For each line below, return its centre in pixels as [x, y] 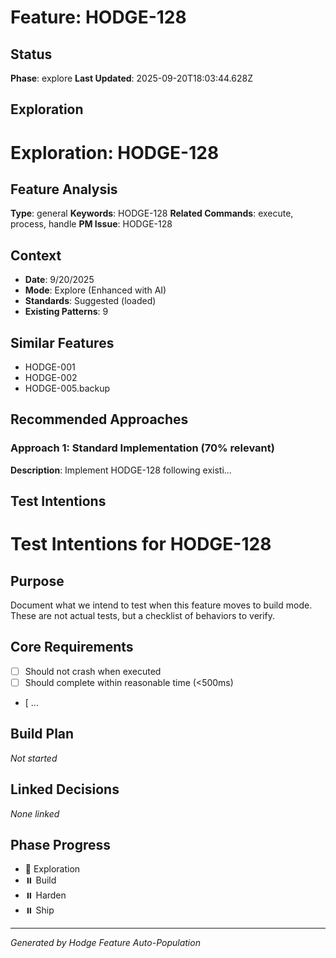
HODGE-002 [51, 378]
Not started [34, 758]
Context [36, 255]
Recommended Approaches [99, 419]
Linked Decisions [65, 789]
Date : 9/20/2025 [59, 280]
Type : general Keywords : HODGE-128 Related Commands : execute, [152, 213]
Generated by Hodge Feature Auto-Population [105, 943]
